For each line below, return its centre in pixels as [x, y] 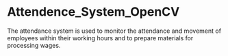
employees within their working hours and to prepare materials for [100, 38]
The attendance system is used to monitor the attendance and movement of [114, 31]
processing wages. [34, 45]
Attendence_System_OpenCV [93, 12]
